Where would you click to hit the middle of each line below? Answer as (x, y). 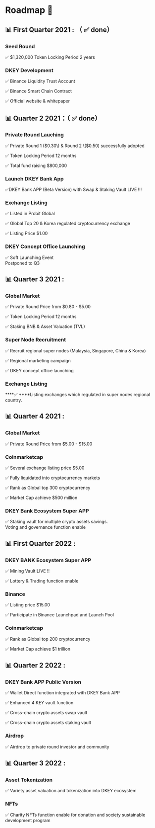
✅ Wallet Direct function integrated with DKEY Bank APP (63, 693)
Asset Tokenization (29, 780)
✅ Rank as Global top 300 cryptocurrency (48, 488)
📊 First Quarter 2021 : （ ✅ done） (59, 30)
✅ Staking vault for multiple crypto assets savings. (56, 522)
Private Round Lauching (35, 135)
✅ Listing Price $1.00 (26, 234)
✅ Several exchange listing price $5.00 (45, 468)
